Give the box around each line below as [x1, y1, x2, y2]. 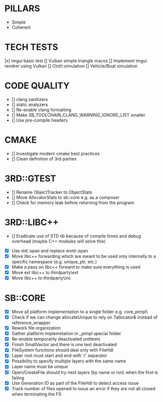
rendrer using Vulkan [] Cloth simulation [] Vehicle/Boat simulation [4, 63, 138, 69]
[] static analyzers [11, 101, 48, 107]
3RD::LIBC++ [4, 217, 59, 228]
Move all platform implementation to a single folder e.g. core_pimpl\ [11, 308, 148, 314]
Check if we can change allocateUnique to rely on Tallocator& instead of [11, 314, 158, 320]
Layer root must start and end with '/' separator [11, 352, 107, 358]
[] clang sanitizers [11, 96, 48, 102]
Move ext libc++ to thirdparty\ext [11, 269, 79, 275]
